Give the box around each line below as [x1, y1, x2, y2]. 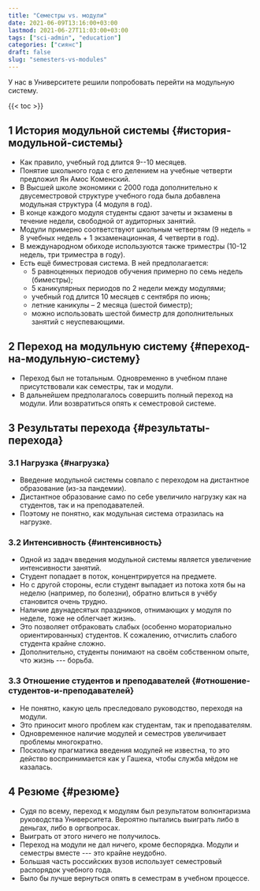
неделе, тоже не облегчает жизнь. [19, 614, 136, 623]
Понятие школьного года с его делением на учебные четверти [19, 165, 232, 175]
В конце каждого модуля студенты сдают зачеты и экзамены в [19, 207, 233, 217]
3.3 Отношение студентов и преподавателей [8, 675, 191, 686]
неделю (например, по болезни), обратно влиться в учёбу [19, 588, 217, 598]
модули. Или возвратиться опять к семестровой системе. [19, 398, 217, 408]
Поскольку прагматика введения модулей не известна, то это [19, 745, 230, 755]
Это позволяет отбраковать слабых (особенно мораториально [19, 622, 232, 632]
